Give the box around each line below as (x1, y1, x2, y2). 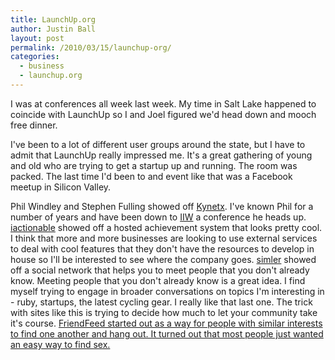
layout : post (10, 33, 65, 43)
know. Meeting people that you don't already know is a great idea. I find (10, 274, 306, 286)
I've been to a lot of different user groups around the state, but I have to (10, 138, 306, 150)
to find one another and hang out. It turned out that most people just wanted (10, 327, 324, 340)
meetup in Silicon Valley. (10, 181, 112, 193)
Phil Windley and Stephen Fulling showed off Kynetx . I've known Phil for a (10, 200, 314, 212)
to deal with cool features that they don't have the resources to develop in (10, 242, 315, 255)
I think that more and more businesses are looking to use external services (10, 232, 318, 244)
